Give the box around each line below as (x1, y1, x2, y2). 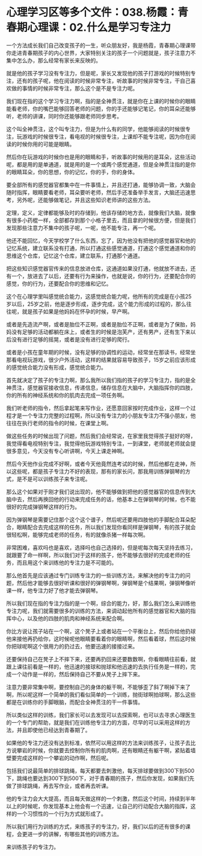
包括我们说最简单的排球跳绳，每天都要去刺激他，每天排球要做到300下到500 (6, 767, 195, 774)
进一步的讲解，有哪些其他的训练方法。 (26, 830, 122, 837)
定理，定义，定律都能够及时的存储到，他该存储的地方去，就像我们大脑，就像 (6, 209, 196, 216)
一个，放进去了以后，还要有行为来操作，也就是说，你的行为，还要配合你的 (11, 272, 196, 279)
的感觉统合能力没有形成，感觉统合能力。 (6, 363, 106, 371)
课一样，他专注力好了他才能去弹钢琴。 (6, 586, 101, 594)
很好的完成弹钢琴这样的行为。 (6, 503, 80, 510)
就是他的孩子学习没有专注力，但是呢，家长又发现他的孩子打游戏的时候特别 (6, 69, 191, 77)
